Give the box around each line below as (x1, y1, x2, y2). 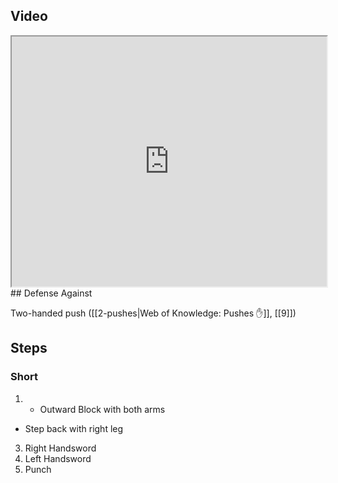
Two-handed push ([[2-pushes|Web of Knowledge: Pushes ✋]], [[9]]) (10, 307, 297, 319)
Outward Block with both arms (39, 403, 166, 415)
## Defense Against (10, 287, 93, 299)
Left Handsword (24, 452, 92, 464)
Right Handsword (24, 442, 97, 454)
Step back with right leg (24, 422, 124, 434)
